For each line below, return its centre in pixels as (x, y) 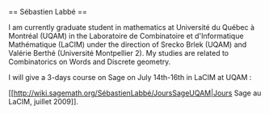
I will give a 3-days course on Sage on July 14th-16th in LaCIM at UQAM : (130, 77)
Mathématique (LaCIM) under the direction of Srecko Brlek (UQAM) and (128, 44)
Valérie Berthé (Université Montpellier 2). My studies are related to (118, 53)
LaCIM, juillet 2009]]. (44, 101)
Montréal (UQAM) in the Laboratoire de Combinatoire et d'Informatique (126, 36)
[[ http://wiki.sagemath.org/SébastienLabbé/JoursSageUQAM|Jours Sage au (135, 93)
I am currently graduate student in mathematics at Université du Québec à (132, 27)
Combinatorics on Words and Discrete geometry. (90, 61)
